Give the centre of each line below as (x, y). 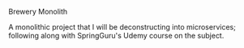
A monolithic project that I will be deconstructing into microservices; (122, 27)
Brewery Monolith (38, 12)
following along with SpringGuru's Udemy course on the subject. (116, 36)
